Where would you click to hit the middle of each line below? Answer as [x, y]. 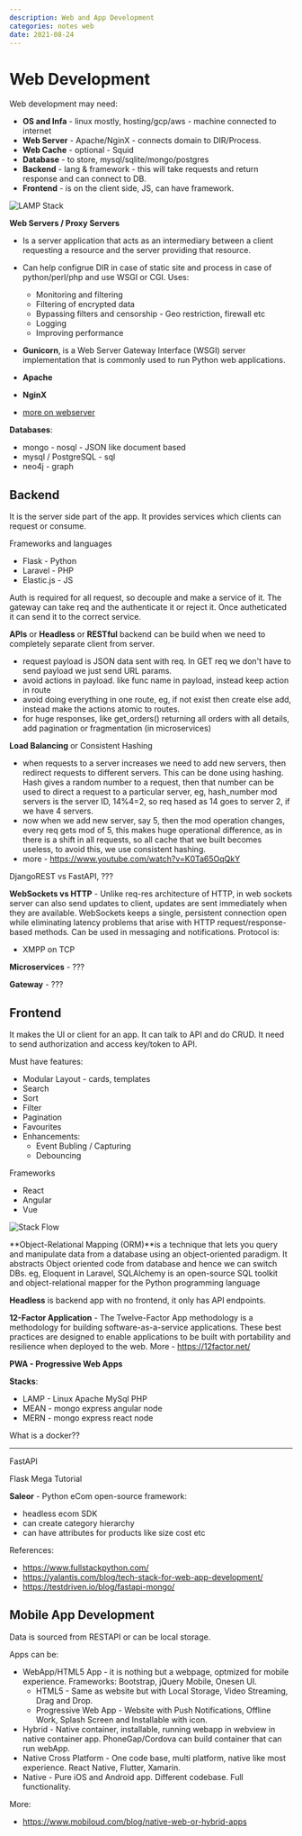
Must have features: [46, 1061]
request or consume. [48, 526]
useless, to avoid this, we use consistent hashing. [114, 850]
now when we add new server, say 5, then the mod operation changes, [154, 821]
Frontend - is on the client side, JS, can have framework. [128, 188]
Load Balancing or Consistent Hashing [81, 746]
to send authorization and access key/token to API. [103, 1044]
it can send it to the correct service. [75, 617]
